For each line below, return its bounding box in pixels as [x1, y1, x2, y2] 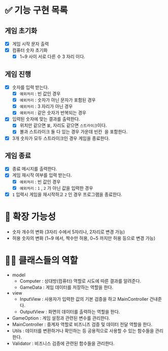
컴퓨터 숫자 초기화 [12, 47, 48, 53]
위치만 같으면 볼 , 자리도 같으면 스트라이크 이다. [19, 122, 107, 128]
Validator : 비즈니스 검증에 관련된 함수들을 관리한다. [12, 340, 115, 346]
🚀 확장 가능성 [5, 211, 56, 222]
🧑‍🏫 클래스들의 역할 [5, 255, 78, 266]
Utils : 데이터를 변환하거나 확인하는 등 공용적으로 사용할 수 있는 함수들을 [12, 328, 154, 334]
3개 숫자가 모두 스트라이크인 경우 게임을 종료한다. [12, 135, 110, 141]
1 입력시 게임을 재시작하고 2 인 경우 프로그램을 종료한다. [12, 191, 122, 197]
